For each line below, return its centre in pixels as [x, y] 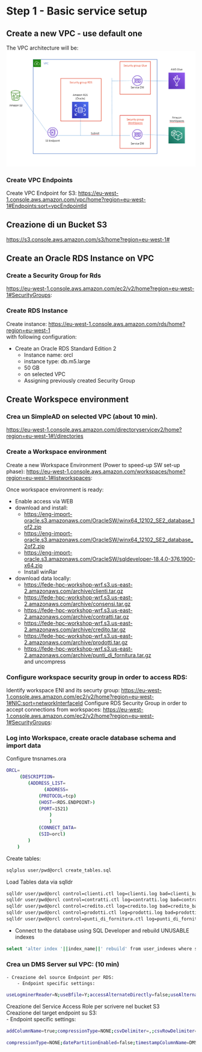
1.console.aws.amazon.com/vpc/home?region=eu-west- [76, 199]
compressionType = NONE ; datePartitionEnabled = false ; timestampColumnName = [98, 1042]
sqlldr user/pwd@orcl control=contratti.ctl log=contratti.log [87, 900]
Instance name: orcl [48, 355]
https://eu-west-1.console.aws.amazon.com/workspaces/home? [106, 471]
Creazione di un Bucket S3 [57, 225]
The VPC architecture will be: [42, 48]
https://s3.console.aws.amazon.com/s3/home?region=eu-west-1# [88, 239]
